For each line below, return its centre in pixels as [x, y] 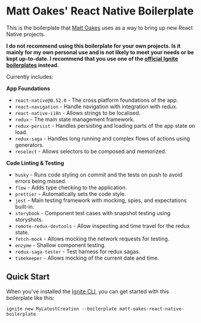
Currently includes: [30, 77]
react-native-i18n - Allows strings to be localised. [78, 113]
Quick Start [28, 277]
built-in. [25, 207]
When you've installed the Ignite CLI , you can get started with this [88, 291]
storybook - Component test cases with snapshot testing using [93, 213]
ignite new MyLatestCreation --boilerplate [62, 309]
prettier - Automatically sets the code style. [70, 193]
